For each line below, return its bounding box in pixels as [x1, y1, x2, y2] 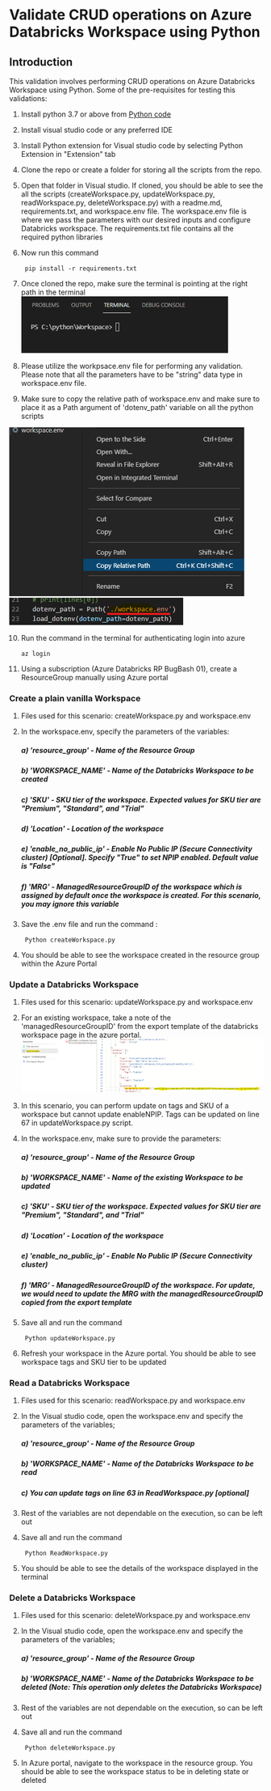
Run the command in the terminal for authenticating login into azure [20, 633, 245, 642]
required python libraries [20, 232, 103, 242]
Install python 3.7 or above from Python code [20, 109, 172, 119]
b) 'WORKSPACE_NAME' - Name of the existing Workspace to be [20, 1173, 244, 1183]
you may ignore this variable [20, 899, 119, 908]
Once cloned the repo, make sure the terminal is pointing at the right [20, 279, 248, 288]
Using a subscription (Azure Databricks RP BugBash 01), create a [20, 664, 237, 673]
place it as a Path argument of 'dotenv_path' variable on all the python [20, 403, 253, 412]
